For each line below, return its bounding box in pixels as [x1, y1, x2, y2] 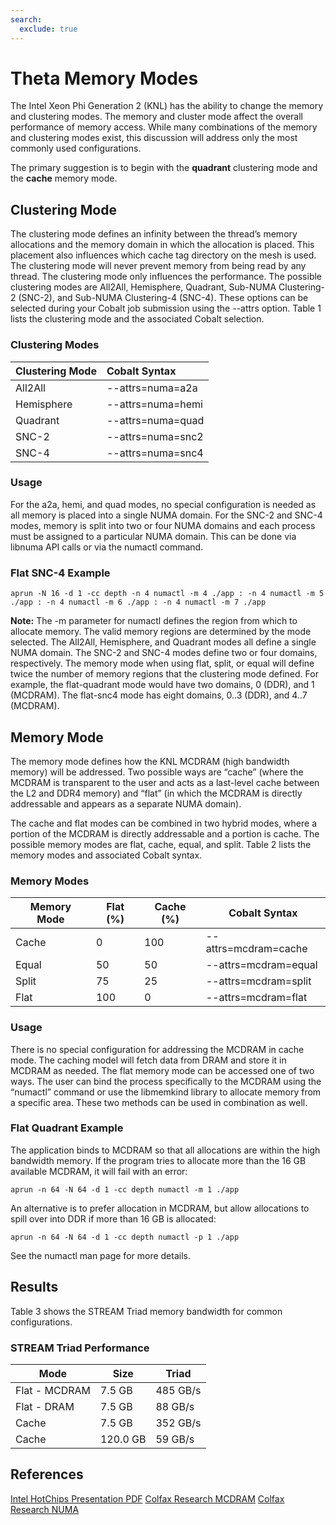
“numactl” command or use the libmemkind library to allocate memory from [10, 1086, 322, 1098]
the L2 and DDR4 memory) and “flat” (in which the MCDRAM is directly [10, 787, 303, 799]
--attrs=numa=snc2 [106, 429, 204, 443]
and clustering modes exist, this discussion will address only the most [10, 132, 298, 144]
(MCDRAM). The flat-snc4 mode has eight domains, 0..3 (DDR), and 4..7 [10, 689, 308, 701]
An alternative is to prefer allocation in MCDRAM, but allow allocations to [10, 1202, 310, 1214]
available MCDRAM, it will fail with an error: [10, 1165, 188, 1177]
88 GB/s [155, 1399, 195, 1413]
